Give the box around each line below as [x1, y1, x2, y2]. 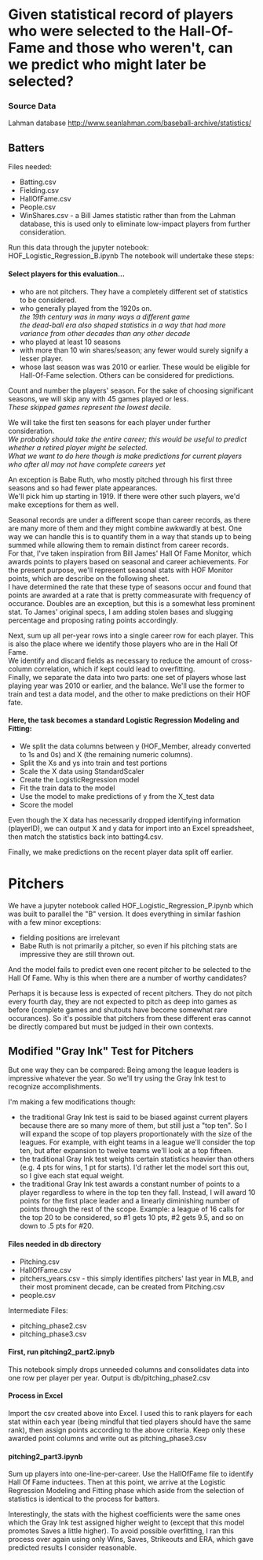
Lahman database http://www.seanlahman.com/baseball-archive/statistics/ [8, 118, 252, 128]
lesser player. [19, 353, 64, 363]
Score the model [19, 800, 74, 809]
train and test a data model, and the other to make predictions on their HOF [8, 689, 251, 698]
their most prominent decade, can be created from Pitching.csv [19, 1281, 225, 1292]
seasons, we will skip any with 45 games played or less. [8, 394, 189, 403]
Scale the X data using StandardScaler [19, 766, 145, 776]
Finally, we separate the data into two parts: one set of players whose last [8, 672, 247, 682]
